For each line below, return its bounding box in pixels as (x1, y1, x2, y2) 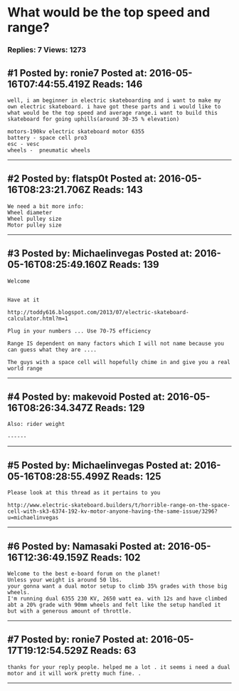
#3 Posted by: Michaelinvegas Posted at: (7, 247, 193, 260)
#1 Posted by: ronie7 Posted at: (7, 67, 147, 79)
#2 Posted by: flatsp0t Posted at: (7, 172, 156, 185)
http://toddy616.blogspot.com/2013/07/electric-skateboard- (7, 308, 190, 316)
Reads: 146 (92, 78, 143, 90)
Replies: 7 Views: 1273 (7, 45, 87, 55)
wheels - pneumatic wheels (7, 147, 91, 154)
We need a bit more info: (7, 202, 84, 210)
